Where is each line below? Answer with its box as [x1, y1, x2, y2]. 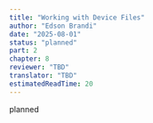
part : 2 [9, 46, 38, 55]
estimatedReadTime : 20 [9, 79, 93, 88]
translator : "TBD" [9, 71, 77, 80]
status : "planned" [9, 37, 77, 47]
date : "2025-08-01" [9, 29, 82, 38]
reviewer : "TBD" [9, 63, 69, 72]
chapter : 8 [9, 54, 50, 63]
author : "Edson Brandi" [9, 21, 98, 30]
